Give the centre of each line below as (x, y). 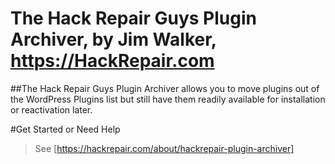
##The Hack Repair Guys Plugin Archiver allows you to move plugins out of (165, 88)
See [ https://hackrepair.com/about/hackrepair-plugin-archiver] (164, 148)
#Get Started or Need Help (65, 129)
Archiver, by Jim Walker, (113, 39)
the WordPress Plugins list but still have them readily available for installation (168, 99)
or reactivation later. (51, 109)
